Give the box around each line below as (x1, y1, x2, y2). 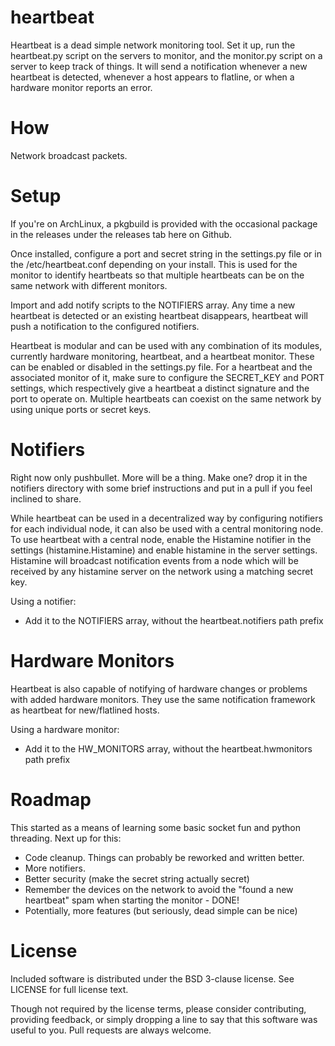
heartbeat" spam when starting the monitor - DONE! (24, 894, 240, 906)
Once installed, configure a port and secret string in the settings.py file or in (10, 247, 322, 260)
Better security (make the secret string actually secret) (24, 872, 250, 885)
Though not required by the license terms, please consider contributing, (10, 1002, 307, 1015)
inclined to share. (10, 492, 82, 505)
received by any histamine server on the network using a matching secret (10, 565, 313, 577)
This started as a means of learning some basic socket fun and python (10, 821, 302, 833)
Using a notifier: (10, 595, 77, 607)
